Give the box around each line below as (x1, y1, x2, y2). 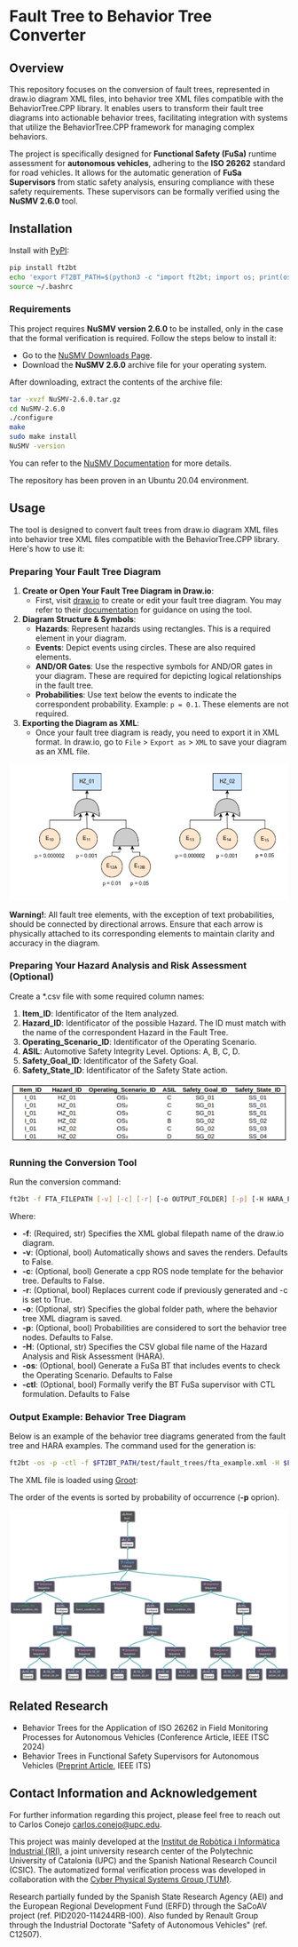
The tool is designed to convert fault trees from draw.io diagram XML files (9, 524, 279, 535)
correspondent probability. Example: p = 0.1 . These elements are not (35, 699, 290, 710)
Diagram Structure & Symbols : (21, 614, 137, 625)
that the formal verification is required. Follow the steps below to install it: (9, 332, 277, 343)
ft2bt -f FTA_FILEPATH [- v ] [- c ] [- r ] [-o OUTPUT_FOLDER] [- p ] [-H (9, 1194, 264, 1203)
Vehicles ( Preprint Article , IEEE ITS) (21, 1759, 152, 1770)
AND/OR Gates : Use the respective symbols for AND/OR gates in (35, 661, 273, 672)
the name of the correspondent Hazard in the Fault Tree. (21, 1026, 229, 1037)
